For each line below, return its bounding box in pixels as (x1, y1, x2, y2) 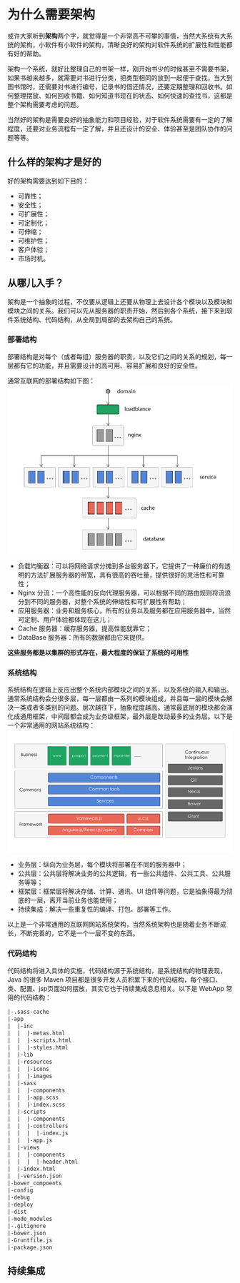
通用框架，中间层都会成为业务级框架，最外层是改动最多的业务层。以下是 (19, 712, 233, 721)
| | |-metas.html (7, 1030, 66, 1037)
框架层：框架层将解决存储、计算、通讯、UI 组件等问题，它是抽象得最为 (17, 887, 226, 896)
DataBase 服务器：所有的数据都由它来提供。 (17, 633, 149, 641)
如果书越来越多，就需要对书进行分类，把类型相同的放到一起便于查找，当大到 (7, 73, 233, 82)
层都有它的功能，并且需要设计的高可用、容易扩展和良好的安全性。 (7, 361, 201, 370)
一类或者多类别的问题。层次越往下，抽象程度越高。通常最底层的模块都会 (13, 703, 226, 712)
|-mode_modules (7, 1215, 53, 1222)
